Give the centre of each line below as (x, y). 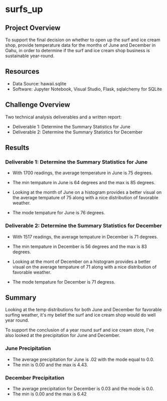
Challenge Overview (38, 105)
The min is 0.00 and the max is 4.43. (50, 364)
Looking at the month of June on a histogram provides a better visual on (87, 192)
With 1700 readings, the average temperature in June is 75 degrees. (82, 173)
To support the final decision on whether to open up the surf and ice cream (83, 40)
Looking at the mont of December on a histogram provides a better (81, 261)
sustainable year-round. (30, 56)
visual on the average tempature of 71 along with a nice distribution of (85, 266)
